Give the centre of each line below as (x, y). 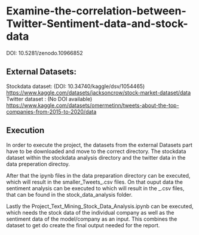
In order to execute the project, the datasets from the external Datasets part (99, 145)
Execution (25, 131)
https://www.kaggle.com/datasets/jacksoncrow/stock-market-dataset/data (99, 92)
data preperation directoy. (38, 164)
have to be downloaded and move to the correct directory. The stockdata (96, 151)
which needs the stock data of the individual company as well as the (90, 212)
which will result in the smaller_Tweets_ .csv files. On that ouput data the (95, 182)
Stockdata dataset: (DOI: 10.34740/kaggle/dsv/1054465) (76, 86)
